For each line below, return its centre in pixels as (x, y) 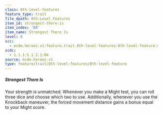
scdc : (10, 50)
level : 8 (14, 37)
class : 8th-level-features (32, 10)
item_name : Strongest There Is (37, 32)
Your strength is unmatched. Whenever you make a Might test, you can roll (80, 92)
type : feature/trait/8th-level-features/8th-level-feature (66, 64)
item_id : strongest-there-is (34, 23)
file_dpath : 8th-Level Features (38, 19)
